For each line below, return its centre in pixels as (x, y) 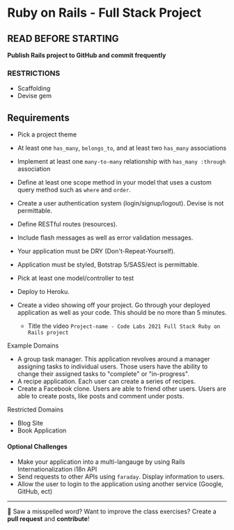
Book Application (42, 430)
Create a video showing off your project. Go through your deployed (114, 305)
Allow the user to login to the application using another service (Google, (120, 484)
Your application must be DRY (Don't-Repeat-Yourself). (96, 251)
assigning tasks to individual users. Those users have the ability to (112, 366)
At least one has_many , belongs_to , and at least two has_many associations (122, 148)
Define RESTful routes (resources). (67, 224)
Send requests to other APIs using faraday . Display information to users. (121, 477)
